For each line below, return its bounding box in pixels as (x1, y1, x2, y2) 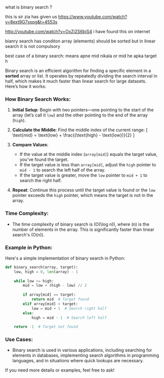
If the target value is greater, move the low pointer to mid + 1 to (19, 172, 148, 178)
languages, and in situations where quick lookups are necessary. (12, 358, 144, 364)
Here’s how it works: (5, 83, 47, 89)
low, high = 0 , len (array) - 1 (14, 269, 78, 274)
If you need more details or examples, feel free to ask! (5, 367, 115, 373)
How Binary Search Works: (5, 96, 71, 103)
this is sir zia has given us (5, 14, 58, 19)
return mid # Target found (31, 297, 90, 302)
